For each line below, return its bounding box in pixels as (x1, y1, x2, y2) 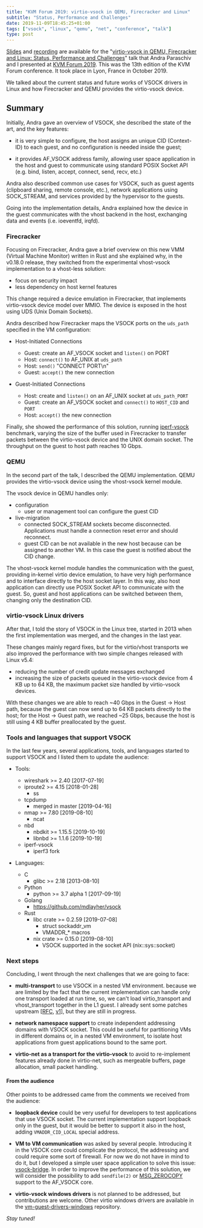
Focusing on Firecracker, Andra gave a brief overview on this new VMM (6, 246, 185, 253)
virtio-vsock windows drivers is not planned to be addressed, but (14, 1190, 181, 1197)
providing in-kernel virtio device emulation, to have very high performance (6, 571, 192, 578)
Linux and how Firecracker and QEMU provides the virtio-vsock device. (6, 85, 184, 93)
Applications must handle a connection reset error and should (24, 527, 178, 534)
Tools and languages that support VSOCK (6, 733, 132, 741)
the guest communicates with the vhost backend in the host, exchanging (6, 210, 187, 218)
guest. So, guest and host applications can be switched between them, (6, 590, 183, 597)
